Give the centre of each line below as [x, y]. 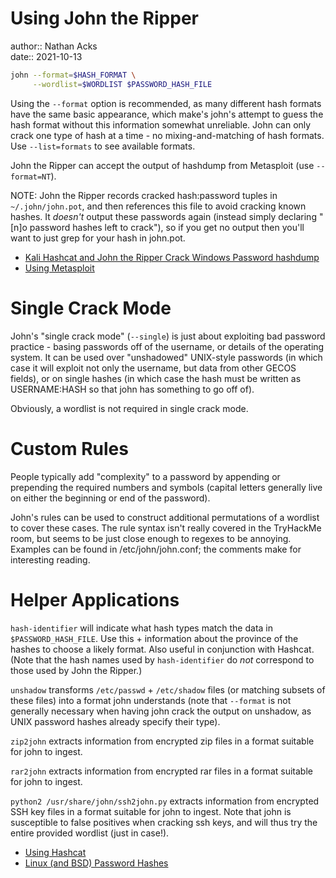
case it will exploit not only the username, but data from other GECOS [153, 368]
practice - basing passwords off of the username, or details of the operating [167, 346]
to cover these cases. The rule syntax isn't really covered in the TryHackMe [166, 528]
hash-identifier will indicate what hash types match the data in [141, 628]
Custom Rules [69, 448]
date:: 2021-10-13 [46, 56]
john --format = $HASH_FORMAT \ [73, 75]
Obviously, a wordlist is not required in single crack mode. [129, 408]
